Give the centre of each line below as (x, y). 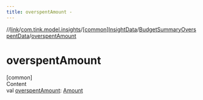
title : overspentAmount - (39, 12)
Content (17, 84)
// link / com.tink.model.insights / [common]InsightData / (73, 29)
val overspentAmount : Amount (45, 90)
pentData (18, 36)
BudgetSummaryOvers (168, 29)
